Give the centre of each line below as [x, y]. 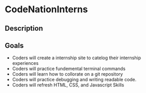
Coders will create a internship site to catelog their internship [77, 58]
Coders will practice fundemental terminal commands [69, 69]
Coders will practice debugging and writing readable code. [74, 80]
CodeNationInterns [46, 9]
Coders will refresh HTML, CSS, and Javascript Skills [68, 85]
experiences [25, 63]
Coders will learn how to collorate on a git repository [68, 74]
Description [24, 28]
